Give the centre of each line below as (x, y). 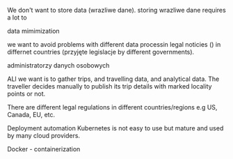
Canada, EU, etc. (31, 115)
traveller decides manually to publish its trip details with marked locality (110, 86)
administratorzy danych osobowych (58, 65)
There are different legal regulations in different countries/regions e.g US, (112, 107)
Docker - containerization (44, 149)
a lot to (17, 17)
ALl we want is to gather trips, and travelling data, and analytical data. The (113, 79)
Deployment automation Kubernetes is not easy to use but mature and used (115, 128)
